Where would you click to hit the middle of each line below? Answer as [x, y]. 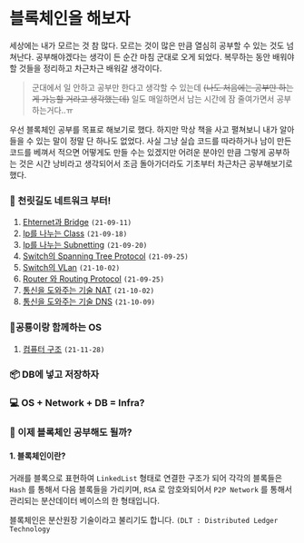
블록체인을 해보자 [70, 19]
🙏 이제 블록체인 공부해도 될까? [71, 432]
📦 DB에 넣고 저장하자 [54, 375]
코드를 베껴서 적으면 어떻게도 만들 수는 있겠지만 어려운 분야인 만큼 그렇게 [137, 152]
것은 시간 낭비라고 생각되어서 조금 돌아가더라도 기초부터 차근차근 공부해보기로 [156, 163]
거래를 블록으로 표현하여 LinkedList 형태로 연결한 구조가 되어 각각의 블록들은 [146, 478]
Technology [30, 529]
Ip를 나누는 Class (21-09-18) [75, 233]
